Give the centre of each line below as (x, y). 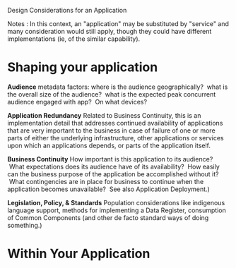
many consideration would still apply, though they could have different (110, 31)
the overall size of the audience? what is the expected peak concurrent (112, 94)
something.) (25, 225)
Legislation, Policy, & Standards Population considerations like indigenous (116, 202)
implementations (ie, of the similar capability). (74, 39)
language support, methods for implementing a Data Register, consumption (117, 210)
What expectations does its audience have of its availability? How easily (114, 166)
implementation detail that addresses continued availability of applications (115, 123)
